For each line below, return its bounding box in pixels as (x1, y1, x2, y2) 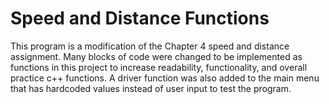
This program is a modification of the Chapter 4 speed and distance (10, 40, 290, 52)
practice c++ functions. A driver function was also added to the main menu (10, 72, 320, 84)
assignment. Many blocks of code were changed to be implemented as (10, 50, 303, 62)
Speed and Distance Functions (10, 7, 270, 30)
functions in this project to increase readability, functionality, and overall (10, 61, 308, 73)
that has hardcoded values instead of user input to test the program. (10, 82, 292, 94)
